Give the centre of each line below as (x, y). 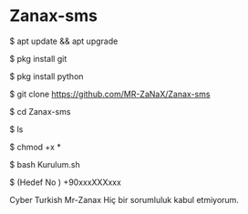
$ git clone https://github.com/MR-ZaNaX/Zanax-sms (110, 94)
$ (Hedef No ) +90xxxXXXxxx (65, 182)
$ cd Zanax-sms (40, 111)
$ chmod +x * (35, 147)
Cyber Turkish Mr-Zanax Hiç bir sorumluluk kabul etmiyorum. (124, 199)
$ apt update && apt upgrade (64, 41)
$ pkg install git (38, 58)
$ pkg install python (46, 76)
